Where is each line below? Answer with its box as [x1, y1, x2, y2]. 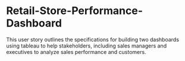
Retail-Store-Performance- [6, 4, 143, 18]
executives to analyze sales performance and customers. [6, 48, 147, 55]
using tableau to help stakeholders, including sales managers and [6, 42, 167, 49]
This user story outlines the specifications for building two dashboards [6, 36, 180, 43]
